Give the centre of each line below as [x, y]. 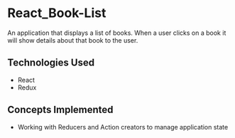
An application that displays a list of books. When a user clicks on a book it [117, 33]
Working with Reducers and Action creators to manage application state [123, 127]
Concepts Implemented [60, 110]
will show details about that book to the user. [73, 40]
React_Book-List [57, 13]
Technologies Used [51, 63]
